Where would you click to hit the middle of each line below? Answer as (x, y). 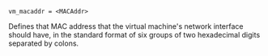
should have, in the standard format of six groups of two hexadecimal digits (134, 35)
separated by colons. (44, 43)
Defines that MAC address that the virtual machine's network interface (126, 26)
